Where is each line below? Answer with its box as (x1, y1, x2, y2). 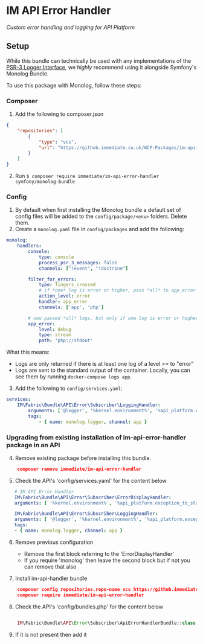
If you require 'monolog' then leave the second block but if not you (24, 556, 190, 564)
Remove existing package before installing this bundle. (14, 454, 152, 462)
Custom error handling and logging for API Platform (6, 24, 135, 31)
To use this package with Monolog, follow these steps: (6, 81, 142, 89)
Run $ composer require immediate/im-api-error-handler (14, 173, 159, 180)
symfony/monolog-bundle (14, 179, 76, 185)
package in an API (6, 441, 60, 449)
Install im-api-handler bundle (14, 575, 88, 582)
